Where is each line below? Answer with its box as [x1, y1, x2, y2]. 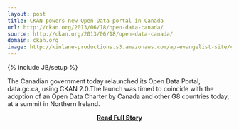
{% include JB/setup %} [7, 63, 78, 71]
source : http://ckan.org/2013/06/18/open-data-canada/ [7, 30, 174, 38]
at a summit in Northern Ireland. [7, 100, 101, 108]
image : [7, 43, 27, 51]
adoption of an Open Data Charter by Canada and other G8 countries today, [7, 92, 230, 100]
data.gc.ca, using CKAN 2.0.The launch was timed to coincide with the [7, 85, 214, 93]
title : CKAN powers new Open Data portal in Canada [7, 17, 164, 24]
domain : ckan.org [7, 37, 59, 44]
